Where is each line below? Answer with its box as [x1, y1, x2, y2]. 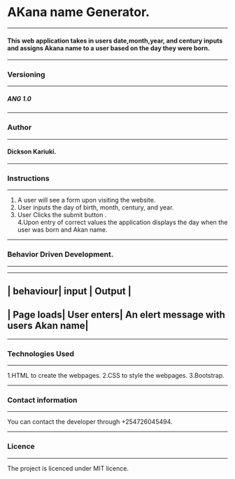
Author [7, 123, 32, 133]
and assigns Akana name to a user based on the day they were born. [7, 43, 211, 52]
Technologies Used [7, 348, 75, 358]
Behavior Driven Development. [7, 249, 114, 259]
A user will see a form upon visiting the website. [17, 196, 156, 205]
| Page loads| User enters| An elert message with [7, 309, 226, 321]
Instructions [7, 173, 50, 183]
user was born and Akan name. [17, 226, 108, 234]
